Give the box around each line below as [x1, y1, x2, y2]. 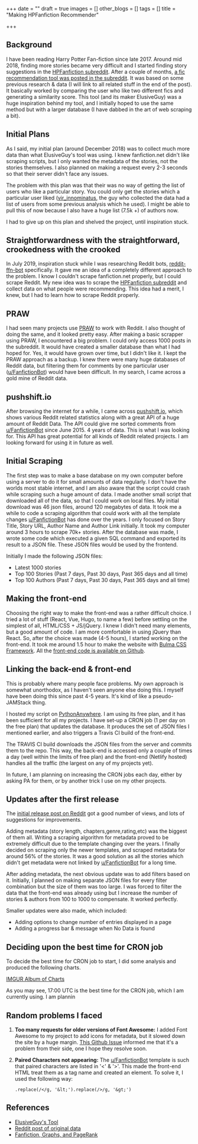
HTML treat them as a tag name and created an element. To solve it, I [14, 1069, 183, 1076]
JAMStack [6, 699, 31, 706]
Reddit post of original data [14, 1124, 81, 1132]
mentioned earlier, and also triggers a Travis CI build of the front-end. [6, 729, 176, 736]
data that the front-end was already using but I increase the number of [6, 890, 178, 897]
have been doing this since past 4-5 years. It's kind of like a [6, 692, 152, 700]
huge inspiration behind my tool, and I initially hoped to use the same [6, 99, 174, 106]
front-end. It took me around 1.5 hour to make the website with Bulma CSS [6, 641, 187, 648]
